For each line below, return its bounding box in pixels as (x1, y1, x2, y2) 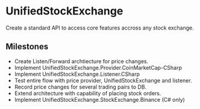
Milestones (5, 42, 49, 52)
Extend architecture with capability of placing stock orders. (14, 89, 161, 97)
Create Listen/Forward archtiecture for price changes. (14, 57, 149, 64)
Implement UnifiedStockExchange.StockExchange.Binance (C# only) (14, 96, 185, 103)
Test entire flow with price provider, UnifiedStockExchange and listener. (14, 76, 192, 84)
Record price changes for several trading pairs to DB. (14, 83, 147, 90)
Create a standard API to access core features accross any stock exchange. (5, 24, 194, 31)
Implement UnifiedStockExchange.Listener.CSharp (14, 70, 140, 78)
